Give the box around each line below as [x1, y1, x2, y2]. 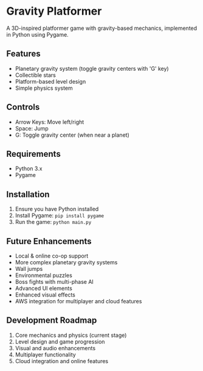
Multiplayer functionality [15, 351, 76, 358]
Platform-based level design [15, 77, 86, 85]
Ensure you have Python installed [15, 206, 99, 213]
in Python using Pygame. [6, 31, 69, 38]
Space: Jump [15, 124, 49, 132]
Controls [6, 102, 40, 112]
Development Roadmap [6, 315, 97, 326]
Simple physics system [15, 84, 73, 92]
